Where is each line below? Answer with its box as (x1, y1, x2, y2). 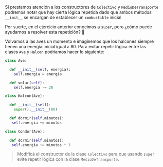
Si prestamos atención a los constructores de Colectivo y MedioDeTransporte (5, 4, 159, 10)
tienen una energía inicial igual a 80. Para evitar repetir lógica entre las (5, 44, 146, 49)
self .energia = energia (14, 72, 62, 76)
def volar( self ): (9, 80, 45, 85)
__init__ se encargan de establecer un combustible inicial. (5, 15, 123, 20)
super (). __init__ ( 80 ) (14, 107, 57, 112)
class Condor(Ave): (5, 129, 45, 134)
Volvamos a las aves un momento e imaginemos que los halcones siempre (5, 38, 154, 44)
